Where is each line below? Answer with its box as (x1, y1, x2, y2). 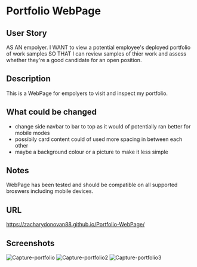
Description (6, 73, 51, 84)
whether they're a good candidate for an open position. (6, 57, 142, 63)
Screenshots (6, 238, 55, 248)
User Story (6, 28, 47, 38)
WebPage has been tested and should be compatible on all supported (6, 181, 178, 189)
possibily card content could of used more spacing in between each (14, 136, 183, 143)
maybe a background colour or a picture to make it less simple (14, 148, 168, 155)
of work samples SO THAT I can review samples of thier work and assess (6, 50, 187, 57)
